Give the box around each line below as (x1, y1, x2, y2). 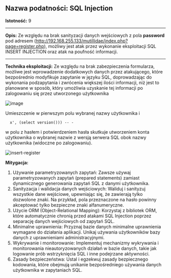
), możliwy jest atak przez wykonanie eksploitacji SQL (44, 43, 157, 49)
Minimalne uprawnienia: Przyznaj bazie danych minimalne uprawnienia (12, 223, 161, 230)
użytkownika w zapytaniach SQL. (12, 267, 82, 273)
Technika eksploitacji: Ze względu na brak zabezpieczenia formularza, (5, 63, 155, 69)
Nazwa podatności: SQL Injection (5, 4, 113, 13)
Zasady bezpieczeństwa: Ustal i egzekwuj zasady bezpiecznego (12, 256, 149, 262)
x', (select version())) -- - (10, 120, 74, 125)
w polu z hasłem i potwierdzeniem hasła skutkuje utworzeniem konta (5, 129, 150, 135)
